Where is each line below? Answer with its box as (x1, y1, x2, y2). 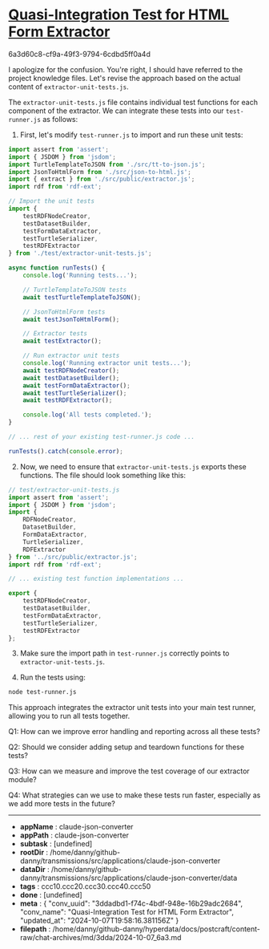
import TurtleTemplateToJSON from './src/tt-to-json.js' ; (8, 160, 206, 168)
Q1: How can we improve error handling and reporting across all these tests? (8, 727, 260, 736)
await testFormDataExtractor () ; (22, 381, 130, 390)
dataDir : (19, 865, 50, 874)
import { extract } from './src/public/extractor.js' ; (8, 175, 195, 184)
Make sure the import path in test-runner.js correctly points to (19, 648, 230, 659)
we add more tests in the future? (8, 799, 116, 809)
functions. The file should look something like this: (19, 470, 187, 480)
